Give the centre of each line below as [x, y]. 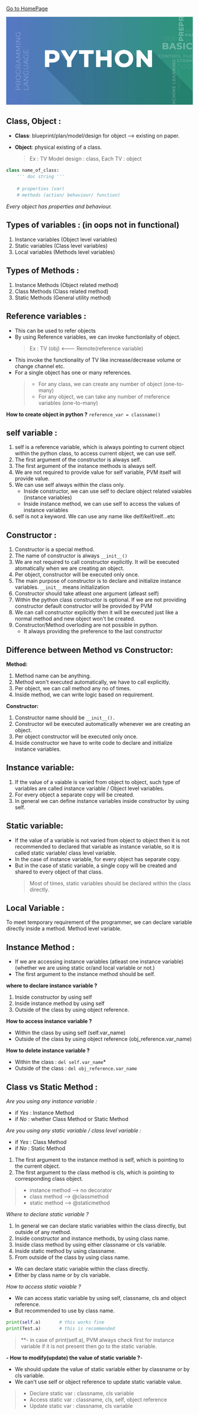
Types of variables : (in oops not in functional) [93, 225]
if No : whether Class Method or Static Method [71, 1119]
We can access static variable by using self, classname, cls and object [100, 1298]
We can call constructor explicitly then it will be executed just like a [96, 613]
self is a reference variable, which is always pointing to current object [99, 447]
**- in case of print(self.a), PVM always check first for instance [97, 1340]
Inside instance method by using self [60, 1003]
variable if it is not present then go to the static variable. [89, 1346]
